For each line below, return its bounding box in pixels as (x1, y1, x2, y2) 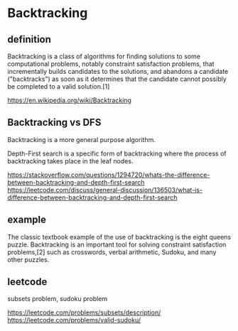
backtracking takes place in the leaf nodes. (7, 156, 134, 165)
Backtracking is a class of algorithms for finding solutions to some (7, 52, 201, 60)
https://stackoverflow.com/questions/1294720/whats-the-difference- (7, 170, 210, 179)
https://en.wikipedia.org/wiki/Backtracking (7, 96, 131, 104)
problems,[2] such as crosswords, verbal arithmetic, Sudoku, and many (7, 247, 217, 256)
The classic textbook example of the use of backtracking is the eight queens (7, 232, 232, 241)
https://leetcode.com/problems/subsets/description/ (7, 308, 161, 317)
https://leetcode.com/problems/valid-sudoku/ (7, 316, 141, 325)
